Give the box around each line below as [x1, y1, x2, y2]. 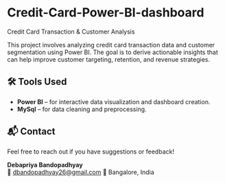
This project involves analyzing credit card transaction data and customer [7, 40, 215, 49]
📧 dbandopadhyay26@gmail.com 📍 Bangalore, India [7, 168, 154, 176]
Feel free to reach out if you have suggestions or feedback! [7, 147, 175, 156]
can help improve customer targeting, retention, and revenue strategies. [7, 55, 211, 63]
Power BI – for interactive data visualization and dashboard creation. [16, 97, 211, 106]
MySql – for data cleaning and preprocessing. [16, 105, 147, 113]
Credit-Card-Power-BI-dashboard [7, 5, 204, 21]
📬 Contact [7, 125, 56, 138]
